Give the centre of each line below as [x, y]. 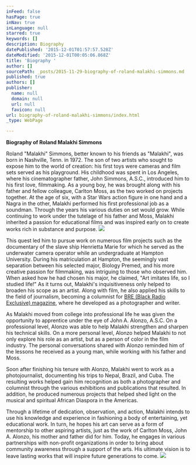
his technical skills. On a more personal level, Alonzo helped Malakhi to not [96, 333]
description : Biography [35, 45]
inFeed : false [23, 11]
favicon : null [28, 110]
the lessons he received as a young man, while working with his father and [96, 352]
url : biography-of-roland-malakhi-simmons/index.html [73, 115]
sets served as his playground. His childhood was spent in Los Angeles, [92, 172]
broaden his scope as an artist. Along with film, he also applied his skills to [96, 290]
